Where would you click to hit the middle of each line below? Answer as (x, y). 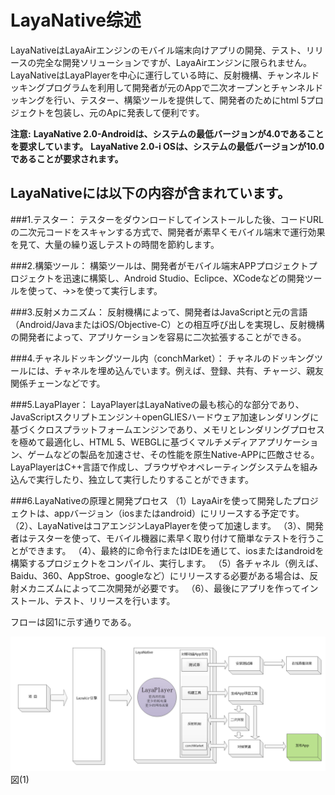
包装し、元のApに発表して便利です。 (129, 112)
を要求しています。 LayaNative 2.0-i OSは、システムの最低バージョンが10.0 (167, 146)
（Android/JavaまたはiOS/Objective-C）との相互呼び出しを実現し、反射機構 (167, 324)
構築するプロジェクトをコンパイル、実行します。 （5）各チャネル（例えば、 (167, 563)
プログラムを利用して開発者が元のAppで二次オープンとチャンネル (179, 87)
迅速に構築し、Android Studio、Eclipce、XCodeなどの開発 (183, 278)
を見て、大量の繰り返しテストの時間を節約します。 (115, 244)
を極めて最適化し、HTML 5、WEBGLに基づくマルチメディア (134, 442)
